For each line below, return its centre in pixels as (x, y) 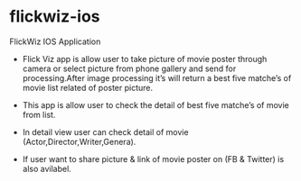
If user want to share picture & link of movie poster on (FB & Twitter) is (153, 158)
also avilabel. (47, 168)
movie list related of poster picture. (88, 87)
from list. (39, 114)
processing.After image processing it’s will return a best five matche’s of (157, 77)
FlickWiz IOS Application (55, 41)
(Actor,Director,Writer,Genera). (79, 141)
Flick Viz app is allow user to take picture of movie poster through (145, 59)
